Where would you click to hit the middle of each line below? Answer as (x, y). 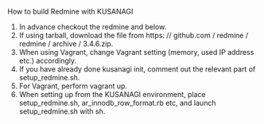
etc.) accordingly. (48, 60)
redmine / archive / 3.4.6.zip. (66, 44)
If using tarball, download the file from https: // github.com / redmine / (133, 35)
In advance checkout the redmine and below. (93, 27)
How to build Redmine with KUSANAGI (70, 12)
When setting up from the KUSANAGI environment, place (112, 94)
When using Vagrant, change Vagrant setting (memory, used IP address (136, 52)
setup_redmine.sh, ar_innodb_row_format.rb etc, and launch (117, 103)
